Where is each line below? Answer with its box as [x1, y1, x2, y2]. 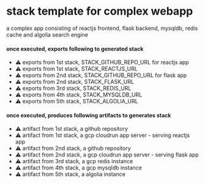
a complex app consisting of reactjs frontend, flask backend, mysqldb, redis [6, 24, 198, 32]
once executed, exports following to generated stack [6, 45, 144, 53]
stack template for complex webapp [6, 4, 193, 18]
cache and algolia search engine [6, 31, 89, 38]
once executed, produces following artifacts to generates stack [6, 111, 171, 119]
